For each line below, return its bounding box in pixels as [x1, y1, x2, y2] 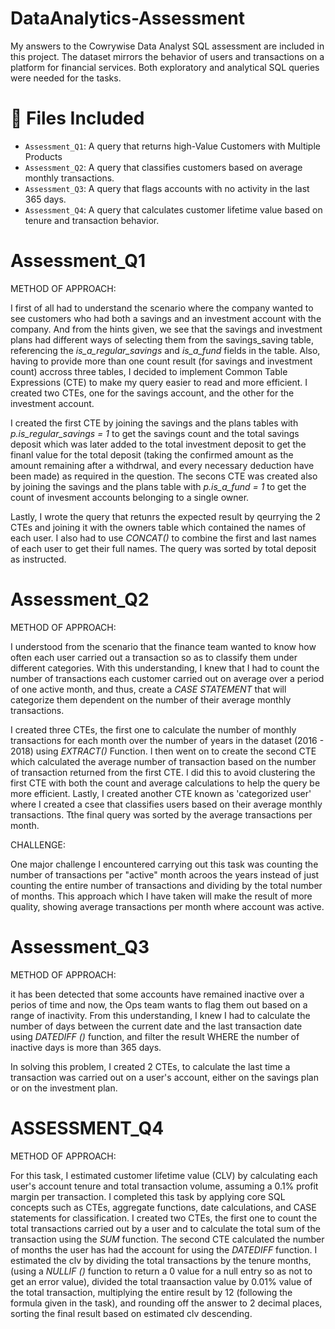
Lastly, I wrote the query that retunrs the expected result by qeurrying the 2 [10, 510, 321, 522]
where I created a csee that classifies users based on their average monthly [10, 798, 323, 810]
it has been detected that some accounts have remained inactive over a [10, 988, 305, 1000]
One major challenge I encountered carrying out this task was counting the [10, 858, 319, 870]
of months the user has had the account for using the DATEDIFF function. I [10, 1243, 318, 1256]
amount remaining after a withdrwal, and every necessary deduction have [10, 459, 315, 471]
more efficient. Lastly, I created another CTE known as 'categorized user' [10, 787, 312, 799]
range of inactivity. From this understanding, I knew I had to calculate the [10, 1009, 311, 1021]
